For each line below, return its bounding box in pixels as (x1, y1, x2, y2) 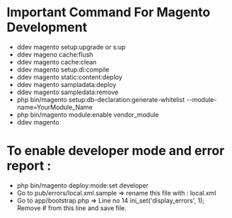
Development (6, 19, 88, 35)
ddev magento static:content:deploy (16, 72, 123, 81)
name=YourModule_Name (16, 103, 93, 111)
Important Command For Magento (6, 4, 211, 21)
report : (6, 158, 52, 174)
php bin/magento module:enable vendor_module (16, 110, 159, 119)
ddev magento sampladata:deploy (16, 80, 117, 88)
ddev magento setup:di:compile (16, 65, 110, 74)
